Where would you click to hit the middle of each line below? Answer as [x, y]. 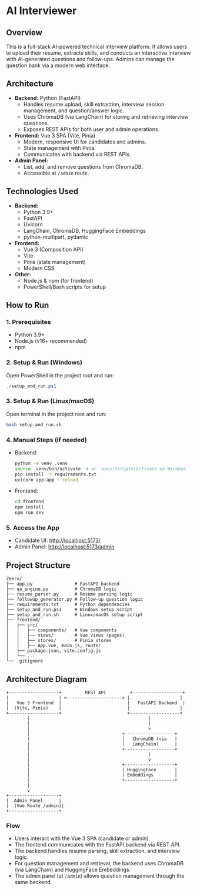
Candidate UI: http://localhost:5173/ [58, 541]
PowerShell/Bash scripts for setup [64, 287]
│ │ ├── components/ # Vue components [61, 630]
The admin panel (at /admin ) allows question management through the [99, 876]
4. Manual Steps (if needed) [46, 440]
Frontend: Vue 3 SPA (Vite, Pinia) [55, 135]
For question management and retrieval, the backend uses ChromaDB [99, 864]
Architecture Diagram [46, 679]
